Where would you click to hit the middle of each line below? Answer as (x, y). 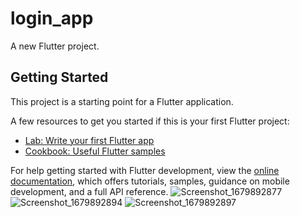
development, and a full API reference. (89, 191)
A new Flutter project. (55, 46)
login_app (52, 18)
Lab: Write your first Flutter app (89, 140)
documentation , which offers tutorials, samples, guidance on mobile (150, 181)
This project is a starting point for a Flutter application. (122, 101)
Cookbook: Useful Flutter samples (95, 151)
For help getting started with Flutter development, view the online (145, 170)
